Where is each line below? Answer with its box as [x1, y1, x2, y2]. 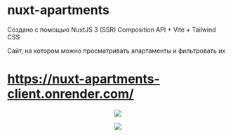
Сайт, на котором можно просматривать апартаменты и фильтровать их [7, 46, 226, 55]
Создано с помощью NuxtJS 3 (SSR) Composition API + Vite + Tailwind [7, 25, 216, 34]
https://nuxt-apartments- [7, 71, 160, 87]
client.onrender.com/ [7, 86, 135, 102]
